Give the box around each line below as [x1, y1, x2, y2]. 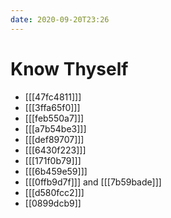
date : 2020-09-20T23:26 [10, 14, 110, 25]
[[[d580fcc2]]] [24, 186, 85, 198]
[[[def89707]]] [24, 133, 85, 145]
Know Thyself [10, 57, 129, 80]
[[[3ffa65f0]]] [24, 101, 81, 113]
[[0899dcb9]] [24, 197, 82, 209]
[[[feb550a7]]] [24, 112, 85, 124]
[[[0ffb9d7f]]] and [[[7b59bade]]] [24, 176, 162, 188]
